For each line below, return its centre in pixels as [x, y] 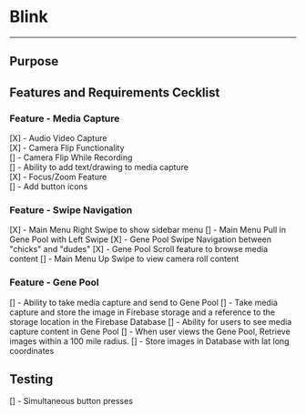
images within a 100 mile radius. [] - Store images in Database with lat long [149, 341]
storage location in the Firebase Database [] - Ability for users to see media [151, 321]
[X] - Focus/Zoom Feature [58, 177]
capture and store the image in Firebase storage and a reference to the [143, 312]
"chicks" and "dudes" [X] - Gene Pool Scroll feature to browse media [139, 249]
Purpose [34, 61]
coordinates [32, 350]
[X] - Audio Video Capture [58, 138]
